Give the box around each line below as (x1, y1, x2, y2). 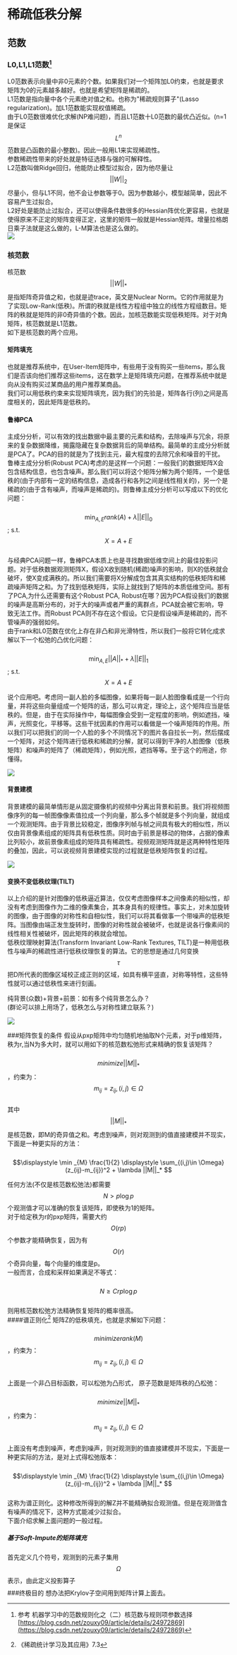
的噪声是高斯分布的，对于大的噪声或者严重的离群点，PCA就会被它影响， (7, 601, 218, 609)
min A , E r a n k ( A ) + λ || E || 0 (84, 513, 153, 523)
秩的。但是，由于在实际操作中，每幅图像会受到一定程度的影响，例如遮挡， (7, 710, 224, 718)
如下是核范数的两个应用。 (7, 327, 82, 336)
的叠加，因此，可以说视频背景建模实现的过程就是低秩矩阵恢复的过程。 (7, 846, 212, 855)
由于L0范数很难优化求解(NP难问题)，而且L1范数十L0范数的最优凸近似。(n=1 (7, 112, 227, 121)
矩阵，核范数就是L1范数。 (7, 319, 81, 327)
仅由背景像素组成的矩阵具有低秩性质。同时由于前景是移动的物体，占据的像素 (7, 829, 230, 837)
